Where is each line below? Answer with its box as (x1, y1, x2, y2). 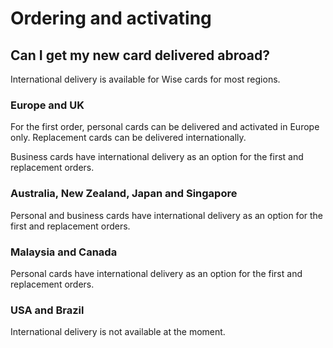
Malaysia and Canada (10, 245, 118, 259)
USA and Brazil (10, 303, 85, 317)
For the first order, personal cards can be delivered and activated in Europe (10, 121, 320, 133)
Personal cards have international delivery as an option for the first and (10, 267, 303, 279)
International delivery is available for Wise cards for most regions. (10, 73, 281, 85)
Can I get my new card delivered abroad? (10, 47, 270, 64)
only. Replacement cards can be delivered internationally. (10, 132, 247, 144)
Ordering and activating (10, 7, 212, 30)
